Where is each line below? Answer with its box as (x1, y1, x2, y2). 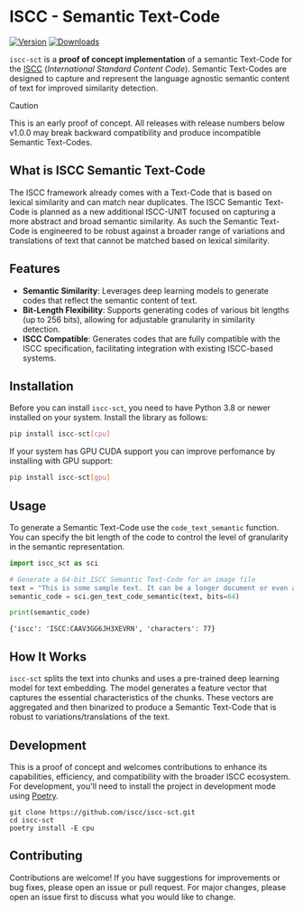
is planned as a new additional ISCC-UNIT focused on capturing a (31, 206, 277, 217)
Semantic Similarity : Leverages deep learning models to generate (22, 285, 269, 296)
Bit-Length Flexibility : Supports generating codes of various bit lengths (22, 305, 290, 315)
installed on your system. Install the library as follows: (9, 412, 209, 423)
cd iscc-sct (9, 815, 54, 824)
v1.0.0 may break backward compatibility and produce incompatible (9, 127, 262, 137)
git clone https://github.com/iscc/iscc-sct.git (9, 807, 196, 817)
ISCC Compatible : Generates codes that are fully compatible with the (22, 333, 281, 344)
